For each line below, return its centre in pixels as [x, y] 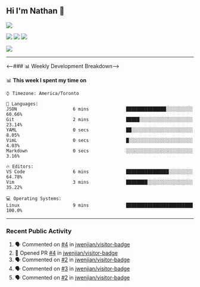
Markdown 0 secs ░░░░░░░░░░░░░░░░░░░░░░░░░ [100, 151]
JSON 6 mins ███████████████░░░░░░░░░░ [100, 109]
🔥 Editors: [20, 166]
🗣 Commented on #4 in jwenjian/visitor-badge [72, 245]
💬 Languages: [22, 104]
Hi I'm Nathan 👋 [35, 11]
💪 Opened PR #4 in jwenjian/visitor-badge [66, 253]
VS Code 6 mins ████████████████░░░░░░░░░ [100, 172]
